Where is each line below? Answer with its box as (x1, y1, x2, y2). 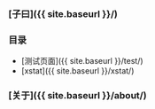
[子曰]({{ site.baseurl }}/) (8, 7, 119, 19)
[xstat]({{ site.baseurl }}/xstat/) (20, 66, 135, 76)
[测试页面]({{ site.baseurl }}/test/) (20, 56, 143, 66)
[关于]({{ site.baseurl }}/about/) (8, 90, 147, 102)
